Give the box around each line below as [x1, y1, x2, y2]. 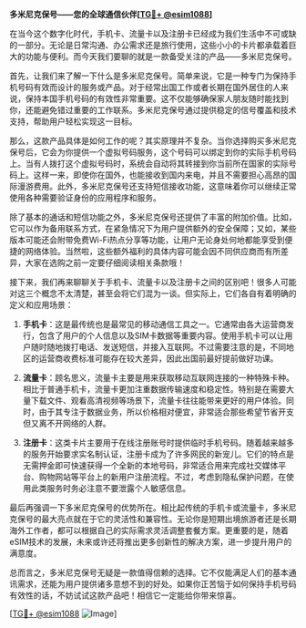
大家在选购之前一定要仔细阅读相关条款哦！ [25, 257, 185, 268]
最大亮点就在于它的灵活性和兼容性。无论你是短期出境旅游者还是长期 [40, 514, 297, 524]
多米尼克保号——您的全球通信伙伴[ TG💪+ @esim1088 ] [9, 9, 213, 19]
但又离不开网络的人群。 [22, 418, 111, 428]
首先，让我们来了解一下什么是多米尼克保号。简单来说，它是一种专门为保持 [9, 70, 289, 81]
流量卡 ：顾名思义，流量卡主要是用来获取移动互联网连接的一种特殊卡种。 [22, 373, 294, 383]
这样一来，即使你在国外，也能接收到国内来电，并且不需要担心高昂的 [33, 170, 289, 180]
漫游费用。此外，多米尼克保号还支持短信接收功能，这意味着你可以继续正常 [16, 181, 297, 191]
